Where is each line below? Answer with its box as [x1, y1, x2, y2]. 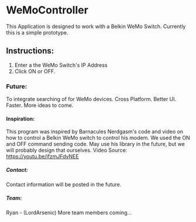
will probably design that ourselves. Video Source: [6, 147, 128, 154]
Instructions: [6, 46, 54, 56]
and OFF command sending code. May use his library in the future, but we [6, 141, 185, 148]
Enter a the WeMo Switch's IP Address [14, 61, 108, 68]
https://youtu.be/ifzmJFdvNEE [6, 153, 79, 160]
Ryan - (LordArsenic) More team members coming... [6, 209, 132, 216]
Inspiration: [6, 115, 35, 122]
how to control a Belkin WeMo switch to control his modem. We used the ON [6, 134, 190, 141]
